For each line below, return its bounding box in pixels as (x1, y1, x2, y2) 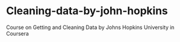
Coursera (6, 30, 29, 37)
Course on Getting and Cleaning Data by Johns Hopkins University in (6, 24, 175, 31)
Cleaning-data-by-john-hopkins (6, 4, 168, 18)
